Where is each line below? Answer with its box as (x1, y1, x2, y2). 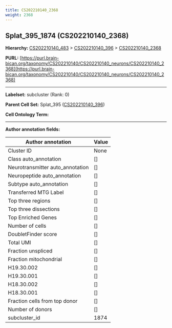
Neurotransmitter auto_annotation (8, 164, 89, 171)
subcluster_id (8, 314, 40, 321)
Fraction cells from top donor (8, 298, 78, 305)
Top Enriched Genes (8, 214, 57, 221)
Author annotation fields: (5, 126, 60, 133)
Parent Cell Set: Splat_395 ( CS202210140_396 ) (5, 101, 105, 108)
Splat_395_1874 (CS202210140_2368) (5, 31, 129, 40)
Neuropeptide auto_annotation (8, 172, 81, 179)
